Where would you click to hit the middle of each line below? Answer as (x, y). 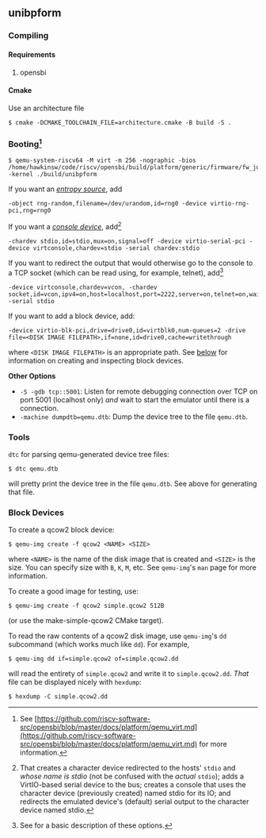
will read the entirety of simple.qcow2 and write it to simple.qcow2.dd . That (129, 674)
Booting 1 (25, 143)
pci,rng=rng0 (30, 211)
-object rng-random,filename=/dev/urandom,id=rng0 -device (108, 204)
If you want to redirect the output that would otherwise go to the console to (131, 263)
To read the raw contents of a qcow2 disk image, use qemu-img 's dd (118, 636)
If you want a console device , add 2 (65, 226)
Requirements (32, 54)
